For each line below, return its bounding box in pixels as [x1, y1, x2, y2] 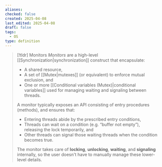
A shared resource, [24, 67, 63, 72]
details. [27, 156, 42, 163]
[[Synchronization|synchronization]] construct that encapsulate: [16, 57, 146, 63]
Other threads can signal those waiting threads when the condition [24, 132, 158, 137]
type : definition [5, 39, 40, 44]
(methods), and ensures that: [16, 107, 75, 113]
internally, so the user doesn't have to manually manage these [16, 151, 142, 157]
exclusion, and [24, 77, 53, 83]
